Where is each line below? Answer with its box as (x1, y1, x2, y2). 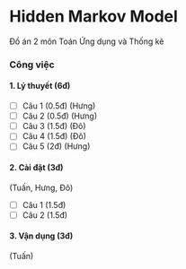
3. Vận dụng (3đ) (9, 230, 74, 241)
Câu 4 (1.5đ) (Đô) (22, 131, 87, 142)
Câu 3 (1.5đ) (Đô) (22, 121, 87, 132)
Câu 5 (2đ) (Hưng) (22, 141, 91, 152)
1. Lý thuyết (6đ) (9, 81, 71, 91)
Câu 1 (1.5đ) (22, 199, 66, 210)
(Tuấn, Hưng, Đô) (9, 182, 74, 193)
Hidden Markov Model (9, 6, 178, 27)
